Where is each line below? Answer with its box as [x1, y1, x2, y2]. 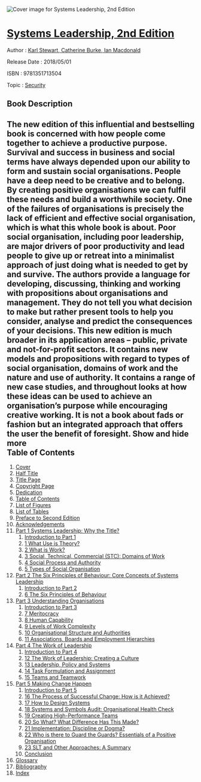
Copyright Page [15, 483, 54, 490]
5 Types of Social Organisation [24, 565, 100, 573]
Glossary [15, 757, 38, 764]
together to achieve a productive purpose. [7, 138, 167, 148]
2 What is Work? [24, 546, 65, 553]
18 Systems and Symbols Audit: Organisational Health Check [24, 706, 174, 713]
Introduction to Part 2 [24, 585, 77, 592]
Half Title [15, 470, 38, 477]
